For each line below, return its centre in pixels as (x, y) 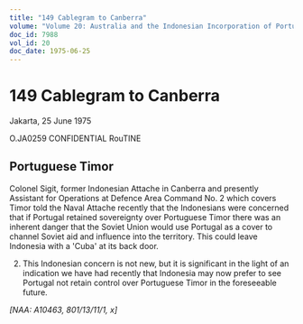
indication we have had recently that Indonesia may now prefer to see (152, 273)
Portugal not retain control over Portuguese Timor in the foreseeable (149, 282)
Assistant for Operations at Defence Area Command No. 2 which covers (143, 198)
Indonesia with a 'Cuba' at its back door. (84, 245)
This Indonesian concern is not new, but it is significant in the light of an (156, 264)
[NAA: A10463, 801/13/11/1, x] (64, 310)
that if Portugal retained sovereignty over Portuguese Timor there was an (145, 217)
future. (35, 292)
